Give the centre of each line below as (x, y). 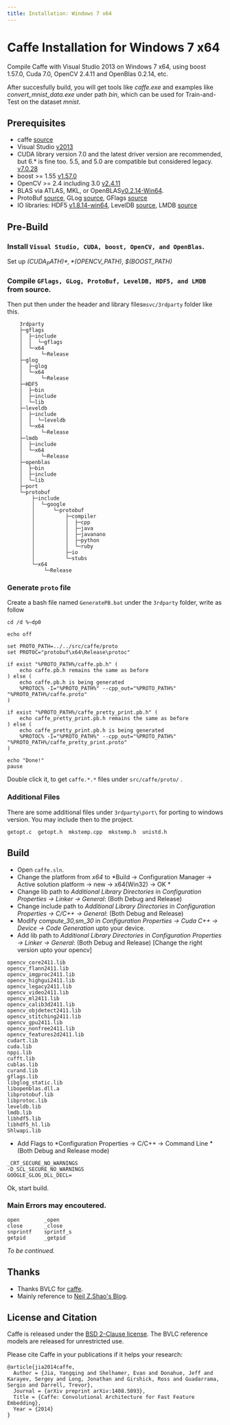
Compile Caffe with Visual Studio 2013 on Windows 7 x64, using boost (106, 67)
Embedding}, (24, 1403)
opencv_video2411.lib (38, 993)
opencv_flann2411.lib (38, 969)
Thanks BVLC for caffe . (50, 1288)
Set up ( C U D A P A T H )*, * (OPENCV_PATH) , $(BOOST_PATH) (90, 262)
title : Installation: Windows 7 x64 (59, 13)
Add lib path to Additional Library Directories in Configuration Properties (119, 935)
